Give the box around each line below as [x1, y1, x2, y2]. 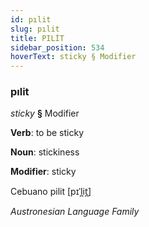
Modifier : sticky [10, 166, 77, 178]
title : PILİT [10, 33, 65, 43]
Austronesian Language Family [10, 206, 140, 218]
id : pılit [10, 14, 52, 25]
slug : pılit [10, 24, 60, 34]
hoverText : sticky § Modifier [10, 52, 137, 62]
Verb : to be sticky [10, 127, 85, 139]
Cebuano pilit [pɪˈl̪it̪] [10, 186, 92, 198]
